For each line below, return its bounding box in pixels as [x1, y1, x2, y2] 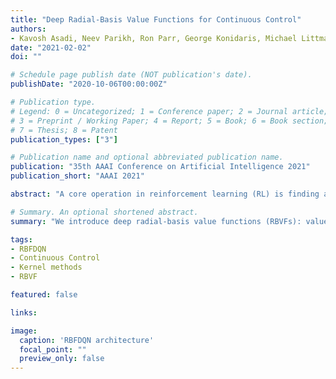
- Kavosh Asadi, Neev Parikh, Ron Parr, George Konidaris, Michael [10, 33, 298, 43]
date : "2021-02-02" [10, 42, 92, 53]
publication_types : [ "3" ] [10, 134, 118, 145]
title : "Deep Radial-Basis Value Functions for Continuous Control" [10, 14, 302, 25]
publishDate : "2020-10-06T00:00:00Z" [10, 79, 168, 90]
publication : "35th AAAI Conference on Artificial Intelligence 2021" [10, 162, 311, 172]
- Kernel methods [10, 262, 83, 273]
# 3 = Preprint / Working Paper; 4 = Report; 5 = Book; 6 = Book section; [10, 116, 329, 126]
